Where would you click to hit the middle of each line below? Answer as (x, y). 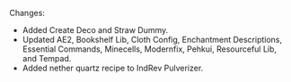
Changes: (27, 13)
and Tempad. (47, 58)
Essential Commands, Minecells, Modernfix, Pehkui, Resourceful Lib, (149, 49)
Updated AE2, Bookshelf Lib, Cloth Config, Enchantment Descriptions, (152, 40)
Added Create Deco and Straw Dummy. (95, 30)
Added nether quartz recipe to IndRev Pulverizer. (113, 68)
